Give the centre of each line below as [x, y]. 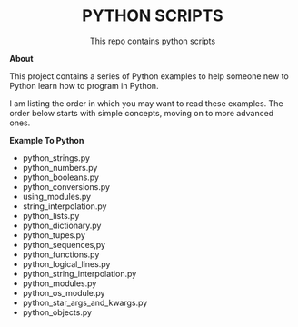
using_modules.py [57, 196]
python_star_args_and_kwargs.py [85, 302]
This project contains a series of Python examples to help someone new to [149, 76]
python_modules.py [60, 283]
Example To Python [47, 140]
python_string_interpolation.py [79, 273]
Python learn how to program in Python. [84, 85]
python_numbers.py [60, 167]
